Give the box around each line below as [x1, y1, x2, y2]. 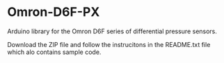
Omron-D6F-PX [7, 4, 100, 20]
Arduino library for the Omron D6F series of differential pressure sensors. [7, 27, 218, 35]
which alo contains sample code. [7, 48, 102, 56]
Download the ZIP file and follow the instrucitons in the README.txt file [7, 40, 211, 48]
